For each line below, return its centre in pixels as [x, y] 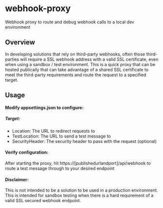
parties [12, 59]
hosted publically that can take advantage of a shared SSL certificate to [77, 69]
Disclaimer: [17, 179]
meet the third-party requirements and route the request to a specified [76, 75]
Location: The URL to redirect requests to [54, 131]
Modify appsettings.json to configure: [44, 107]
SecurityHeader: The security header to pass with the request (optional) [84, 141]
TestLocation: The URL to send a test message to [61, 136]
